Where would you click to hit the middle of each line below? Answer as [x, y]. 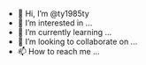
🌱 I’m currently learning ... [65, 32]
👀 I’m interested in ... [55, 23]
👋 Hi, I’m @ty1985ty [54, 14]
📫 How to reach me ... [58, 51]
